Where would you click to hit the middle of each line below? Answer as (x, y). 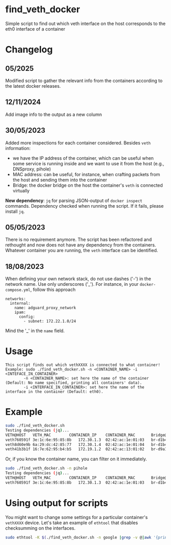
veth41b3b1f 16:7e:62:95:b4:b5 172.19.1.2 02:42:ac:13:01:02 (75, 449)
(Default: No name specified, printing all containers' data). (74, 383)
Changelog (29, 50)
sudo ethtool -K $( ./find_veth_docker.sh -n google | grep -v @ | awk (78, 537)
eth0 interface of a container (35, 29)
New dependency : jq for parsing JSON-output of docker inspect (74, 201)
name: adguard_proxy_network (45, 308)
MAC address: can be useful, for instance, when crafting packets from (86, 174)
